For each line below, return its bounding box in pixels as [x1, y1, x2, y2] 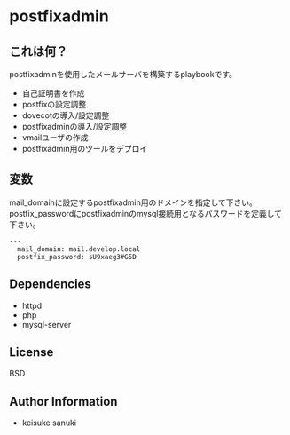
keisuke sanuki [21, 417, 77, 428]
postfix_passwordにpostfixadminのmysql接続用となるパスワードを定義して [9, 208, 282, 218]
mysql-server [21, 319, 72, 329]
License [9, 344, 54, 360]
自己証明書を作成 [21, 88, 85, 99]
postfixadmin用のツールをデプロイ [21, 144, 148, 154]
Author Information [9, 393, 118, 409]
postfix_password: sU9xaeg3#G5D [17, 252, 137, 261]
